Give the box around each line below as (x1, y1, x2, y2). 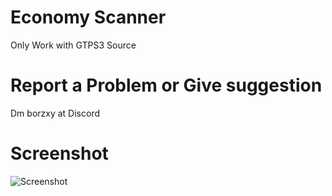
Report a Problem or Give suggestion (10, 74, 323, 97)
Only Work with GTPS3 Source (10, 39, 137, 51)
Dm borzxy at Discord (10, 107, 100, 119)
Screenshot (10, 142, 109, 165)
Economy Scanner (10, 6, 167, 29)
